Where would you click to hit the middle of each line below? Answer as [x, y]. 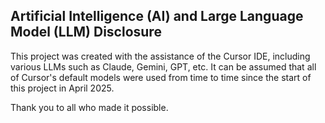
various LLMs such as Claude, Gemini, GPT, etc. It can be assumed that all [163, 66]
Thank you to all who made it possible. [89, 107]
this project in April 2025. [62, 88]
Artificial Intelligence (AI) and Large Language [157, 16]
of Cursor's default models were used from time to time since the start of [161, 77]
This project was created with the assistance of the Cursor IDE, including [160, 56]
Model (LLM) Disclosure [86, 32]
